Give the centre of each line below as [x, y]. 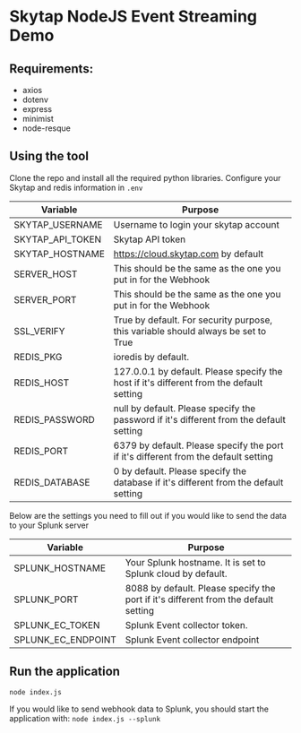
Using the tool [49, 156]
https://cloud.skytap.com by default [189, 254]
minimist [38, 119]
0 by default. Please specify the [180, 470]
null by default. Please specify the [185, 408]
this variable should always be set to [190, 331]
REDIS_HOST [42, 383]
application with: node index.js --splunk [85, 718]
